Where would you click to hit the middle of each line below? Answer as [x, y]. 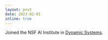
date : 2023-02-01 [23, 14]
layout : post [18, 10]
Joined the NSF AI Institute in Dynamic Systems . [54, 33]
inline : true [18, 19]
